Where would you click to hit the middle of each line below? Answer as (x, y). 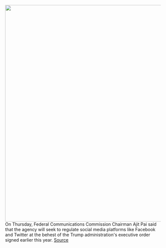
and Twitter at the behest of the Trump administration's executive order (78, 235)
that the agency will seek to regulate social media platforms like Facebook (80, 229)
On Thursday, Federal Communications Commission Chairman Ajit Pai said (81, 224)
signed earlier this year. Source (37, 240)
